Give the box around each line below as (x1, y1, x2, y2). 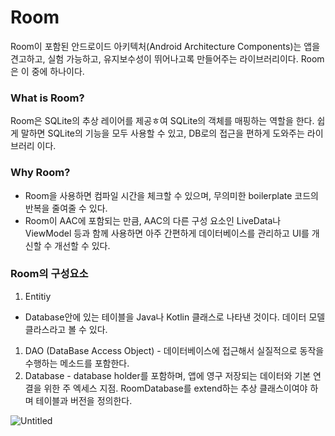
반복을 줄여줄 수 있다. (24, 202, 108, 214)
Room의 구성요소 (10, 267, 89, 281)
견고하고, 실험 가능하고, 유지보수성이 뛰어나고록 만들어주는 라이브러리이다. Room (10, 52, 325, 65)
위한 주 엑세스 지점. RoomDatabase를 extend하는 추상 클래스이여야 (43, 382, 308, 394)
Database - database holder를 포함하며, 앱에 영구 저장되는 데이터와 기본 (24, 369, 312, 381)
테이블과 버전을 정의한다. (35, 394, 133, 406)
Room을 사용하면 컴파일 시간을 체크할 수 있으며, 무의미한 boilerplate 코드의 (24, 189, 319, 201)
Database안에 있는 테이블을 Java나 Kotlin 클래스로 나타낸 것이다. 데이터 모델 (24, 311, 326, 323)
